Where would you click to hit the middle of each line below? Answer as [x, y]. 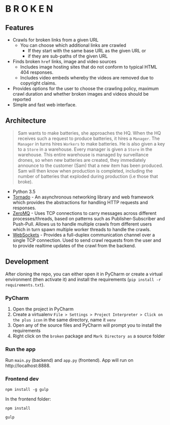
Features [20, 28]
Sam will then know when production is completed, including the [85, 171]
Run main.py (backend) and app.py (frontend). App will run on [69, 360]
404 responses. [37, 72]
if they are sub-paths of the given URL [68, 56]
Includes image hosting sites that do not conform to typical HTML [89, 67]
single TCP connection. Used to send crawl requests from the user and [87, 240]
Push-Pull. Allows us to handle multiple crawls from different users [82, 224]
